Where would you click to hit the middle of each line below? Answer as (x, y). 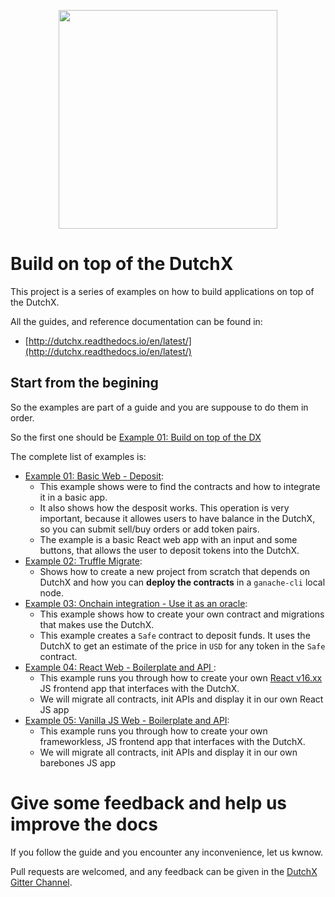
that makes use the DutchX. (97, 624)
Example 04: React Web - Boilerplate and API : (120, 667)
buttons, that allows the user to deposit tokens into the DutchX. (169, 550)
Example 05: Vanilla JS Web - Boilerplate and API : (127, 720)
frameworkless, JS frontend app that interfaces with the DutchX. (172, 741)
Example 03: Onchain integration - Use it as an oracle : (136, 603)
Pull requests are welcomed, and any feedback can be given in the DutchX (164, 871)
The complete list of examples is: (78, 456)
